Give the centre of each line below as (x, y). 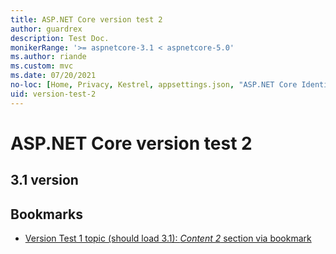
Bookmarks (47, 214)
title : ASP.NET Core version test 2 (86, 19)
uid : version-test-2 (53, 94)
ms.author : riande (48, 57)
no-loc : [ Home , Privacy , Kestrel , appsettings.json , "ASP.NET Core (154, 85)
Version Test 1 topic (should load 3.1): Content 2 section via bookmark (168, 238)
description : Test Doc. (60, 38)
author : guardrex (46, 29)
